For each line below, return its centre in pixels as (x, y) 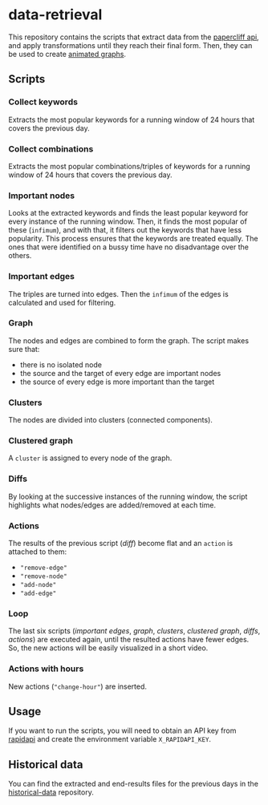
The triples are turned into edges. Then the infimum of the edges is (118, 293)
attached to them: (37, 552)
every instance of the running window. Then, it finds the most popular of (128, 221)
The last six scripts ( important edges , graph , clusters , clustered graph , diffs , (134, 631)
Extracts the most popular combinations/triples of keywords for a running (129, 166)
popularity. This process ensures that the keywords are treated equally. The (133, 239)
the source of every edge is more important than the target (117, 382)
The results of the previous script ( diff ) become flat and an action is (121, 543)
